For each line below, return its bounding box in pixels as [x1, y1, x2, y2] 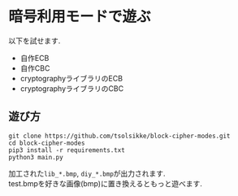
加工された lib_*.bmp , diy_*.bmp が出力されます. [8, 168, 166, 178]
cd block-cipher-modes [8, 139, 85, 147]
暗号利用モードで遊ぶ [8, 7, 152, 26]
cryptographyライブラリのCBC [19, 83, 124, 94]
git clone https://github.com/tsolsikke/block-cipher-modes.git [8, 132, 231, 140]
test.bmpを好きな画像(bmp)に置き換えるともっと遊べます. [8, 178, 203, 188]
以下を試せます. [8, 36, 61, 46]
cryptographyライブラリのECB [19, 73, 123, 83]
